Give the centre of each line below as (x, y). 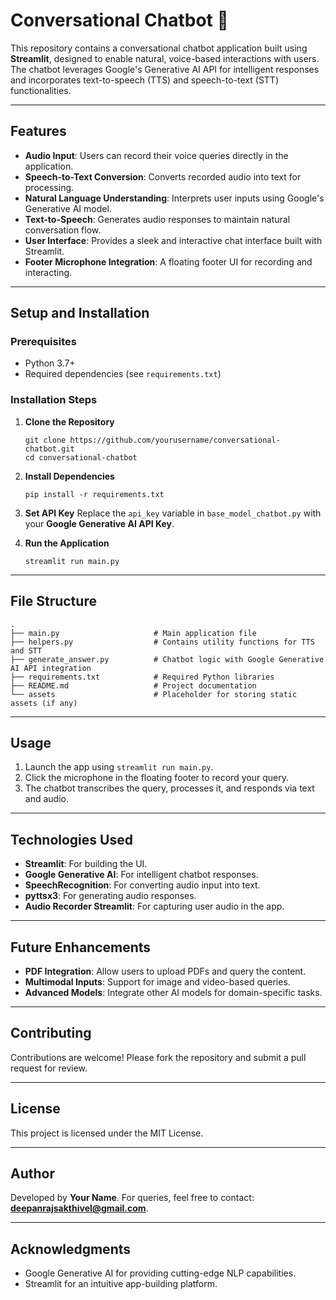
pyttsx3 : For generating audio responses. (110, 896)
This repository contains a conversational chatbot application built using (159, 48)
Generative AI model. (68, 208)
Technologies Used (71, 839)
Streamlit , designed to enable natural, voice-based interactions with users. (165, 58)
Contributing (51, 1033)
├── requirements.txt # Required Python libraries (142, 677)
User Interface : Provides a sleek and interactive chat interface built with (173, 240)
